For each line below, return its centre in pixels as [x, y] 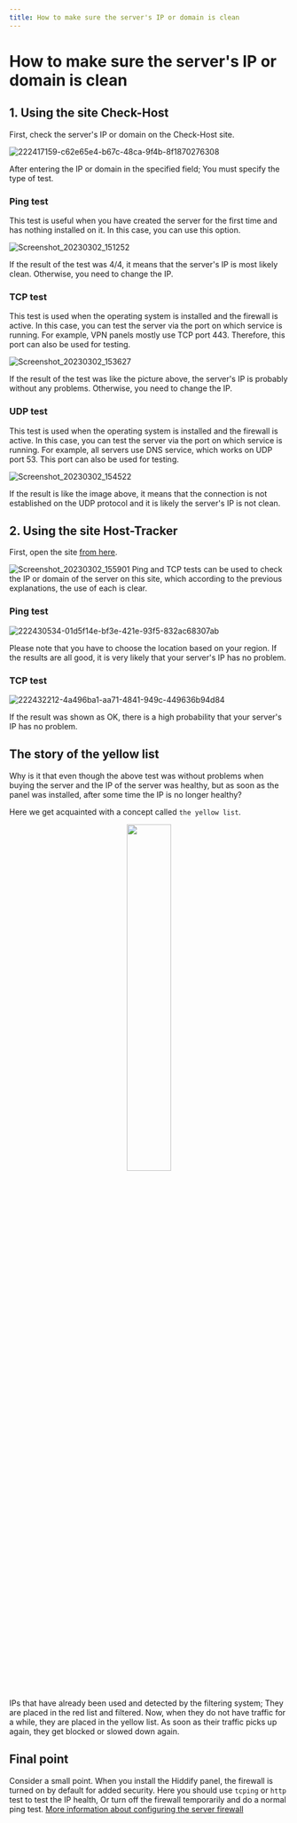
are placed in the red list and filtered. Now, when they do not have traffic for [148, 1712]
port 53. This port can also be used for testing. [94, 459]
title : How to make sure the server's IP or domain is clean [125, 17]
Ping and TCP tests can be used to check [207, 569]
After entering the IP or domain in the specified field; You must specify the [145, 169]
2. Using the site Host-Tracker [94, 531]
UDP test [28, 411]
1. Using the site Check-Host [89, 113]
